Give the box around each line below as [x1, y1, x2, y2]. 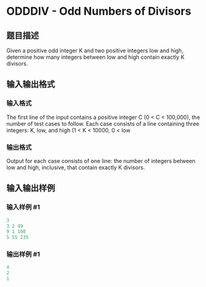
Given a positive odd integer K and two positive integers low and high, [6, 47, 184, 54]
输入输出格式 [6, 79, 55, 90]
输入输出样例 [6, 183, 55, 194]
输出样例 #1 [6, 250, 40, 259]
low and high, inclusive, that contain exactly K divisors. [6, 164, 146, 171]
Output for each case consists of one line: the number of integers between [6, 157, 196, 164]
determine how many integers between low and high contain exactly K [6, 53, 184, 61]
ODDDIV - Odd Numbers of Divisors [6, 4, 192, 18]
